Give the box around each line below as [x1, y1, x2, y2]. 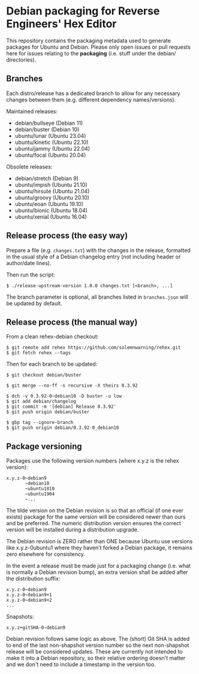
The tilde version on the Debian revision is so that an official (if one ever [6, 507, 184, 514]
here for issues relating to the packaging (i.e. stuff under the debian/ [6, 49, 176, 57]
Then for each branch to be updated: [6, 360, 98, 368]
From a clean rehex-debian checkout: [6, 333, 99, 340]
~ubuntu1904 [25, 491, 55, 498]
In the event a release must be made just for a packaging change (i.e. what [6, 562, 191, 570]
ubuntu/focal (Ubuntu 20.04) [14, 151, 86, 158]
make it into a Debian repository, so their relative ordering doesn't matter [6, 655, 186, 662]
